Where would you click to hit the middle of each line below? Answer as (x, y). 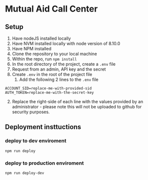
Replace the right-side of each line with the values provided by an (78, 102)
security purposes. (31, 112)
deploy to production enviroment (44, 163)
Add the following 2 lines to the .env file (59, 79)
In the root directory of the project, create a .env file (64, 64)
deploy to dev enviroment (36, 141)
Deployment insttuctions (43, 127)
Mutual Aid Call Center (52, 9)
